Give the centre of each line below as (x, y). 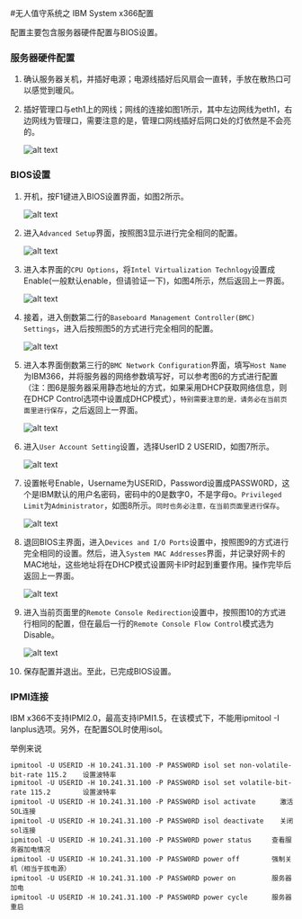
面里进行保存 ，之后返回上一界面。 (83, 410)
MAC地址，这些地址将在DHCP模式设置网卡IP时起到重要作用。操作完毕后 (157, 564)
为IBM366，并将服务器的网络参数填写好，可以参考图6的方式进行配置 (151, 376)
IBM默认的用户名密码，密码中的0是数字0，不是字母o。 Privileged (160, 494)
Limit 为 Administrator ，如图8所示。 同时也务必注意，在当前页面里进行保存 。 (154, 505)
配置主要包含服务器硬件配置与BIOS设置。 (86, 32)
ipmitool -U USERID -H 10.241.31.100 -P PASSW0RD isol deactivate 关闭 (152, 821)
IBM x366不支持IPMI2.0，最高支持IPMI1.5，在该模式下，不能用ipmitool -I (145, 718)
